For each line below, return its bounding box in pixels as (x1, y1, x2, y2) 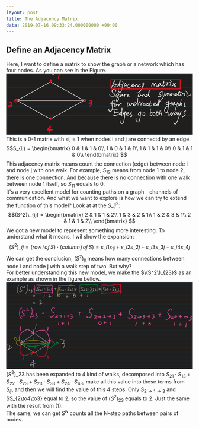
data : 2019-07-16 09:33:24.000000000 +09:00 (6, 22, 118, 28)
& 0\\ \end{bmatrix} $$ (72, 151, 127, 158)
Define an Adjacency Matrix (6, 45, 111, 55)
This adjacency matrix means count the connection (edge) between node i (6, 160, 188, 167)
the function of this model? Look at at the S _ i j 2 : (6, 201, 120, 209)
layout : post (6, 9, 38, 15)
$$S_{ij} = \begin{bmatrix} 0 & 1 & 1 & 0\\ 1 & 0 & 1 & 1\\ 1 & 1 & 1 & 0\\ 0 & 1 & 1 (6, 144, 193, 151)
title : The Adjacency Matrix (6, 15, 78, 22)
